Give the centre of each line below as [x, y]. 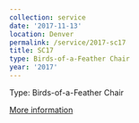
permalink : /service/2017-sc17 [68, 42]
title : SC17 [31, 51]
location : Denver [42, 34]
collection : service [48, 17]
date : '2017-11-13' [46, 26]
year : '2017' [34, 68]
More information [41, 110]
